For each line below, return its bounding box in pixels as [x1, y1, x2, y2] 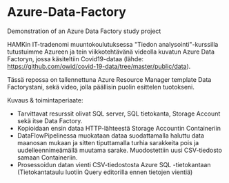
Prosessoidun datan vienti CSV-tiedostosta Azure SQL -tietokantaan [17, 160, 212, 169]
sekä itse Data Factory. [17, 116, 83, 125]
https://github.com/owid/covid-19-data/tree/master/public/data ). [7, 62, 191, 70]
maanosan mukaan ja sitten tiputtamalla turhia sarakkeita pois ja [17, 138, 199, 147]
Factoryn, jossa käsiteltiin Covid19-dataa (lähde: [7, 54, 143, 63]
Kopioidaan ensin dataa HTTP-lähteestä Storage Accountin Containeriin [17, 124, 221, 132]
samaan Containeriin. [17, 153, 78, 162]
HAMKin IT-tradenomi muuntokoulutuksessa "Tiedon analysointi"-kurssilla [7, 40, 219, 48]
